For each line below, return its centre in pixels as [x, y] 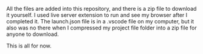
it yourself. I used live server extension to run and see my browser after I [97, 15]
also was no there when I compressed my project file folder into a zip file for [101, 28]
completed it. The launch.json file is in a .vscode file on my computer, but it [100, 21]
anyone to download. [33, 34]
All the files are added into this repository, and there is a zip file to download [101, 9]
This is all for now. [29, 46]
